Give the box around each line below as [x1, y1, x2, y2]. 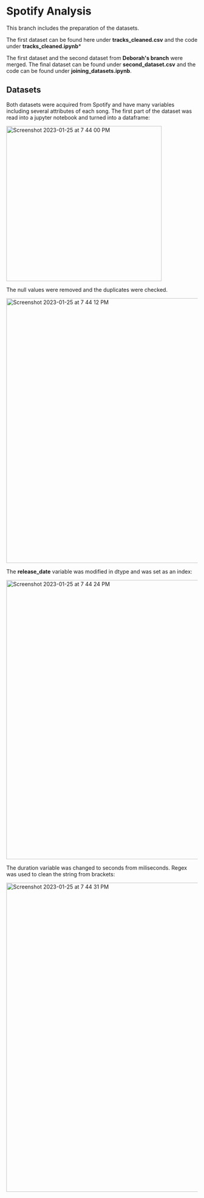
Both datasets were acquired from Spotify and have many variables [6, 101, 175, 108]
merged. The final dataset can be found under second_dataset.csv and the [6, 61, 196, 68]
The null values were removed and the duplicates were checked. [6, 286, 168, 293]
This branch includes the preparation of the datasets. [6, 24, 140, 32]
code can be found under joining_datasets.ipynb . [6, 67, 132, 74]
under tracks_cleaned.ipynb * [6, 42, 81, 50]
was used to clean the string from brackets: [6, 870, 115, 878]
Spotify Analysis [6, 4, 92, 18]
